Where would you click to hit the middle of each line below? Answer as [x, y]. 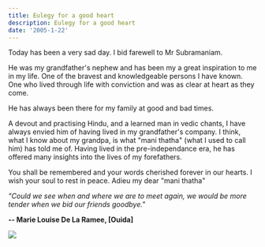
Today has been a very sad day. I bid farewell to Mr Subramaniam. [116, 53]
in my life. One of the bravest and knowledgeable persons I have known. [125, 77]
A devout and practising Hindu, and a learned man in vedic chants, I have [127, 124]
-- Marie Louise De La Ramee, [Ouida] [71, 220]
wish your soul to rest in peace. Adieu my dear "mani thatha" [107, 181]
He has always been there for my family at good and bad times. [111, 108]
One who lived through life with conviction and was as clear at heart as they [131, 84]
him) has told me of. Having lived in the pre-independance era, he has [121, 149]
